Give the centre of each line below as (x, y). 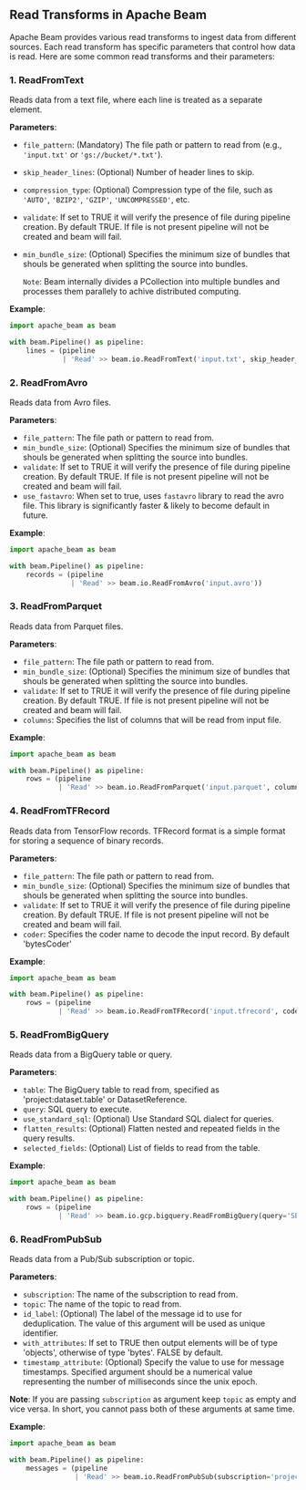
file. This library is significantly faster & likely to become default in (146, 505)
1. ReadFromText (47, 79)
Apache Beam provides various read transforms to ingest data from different (153, 36)
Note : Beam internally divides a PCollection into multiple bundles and (151, 282)
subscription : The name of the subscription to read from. (130, 1295)
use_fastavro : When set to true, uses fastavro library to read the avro (153, 495)
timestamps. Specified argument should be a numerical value (138, 1372)
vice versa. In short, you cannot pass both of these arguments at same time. (153, 1409)
